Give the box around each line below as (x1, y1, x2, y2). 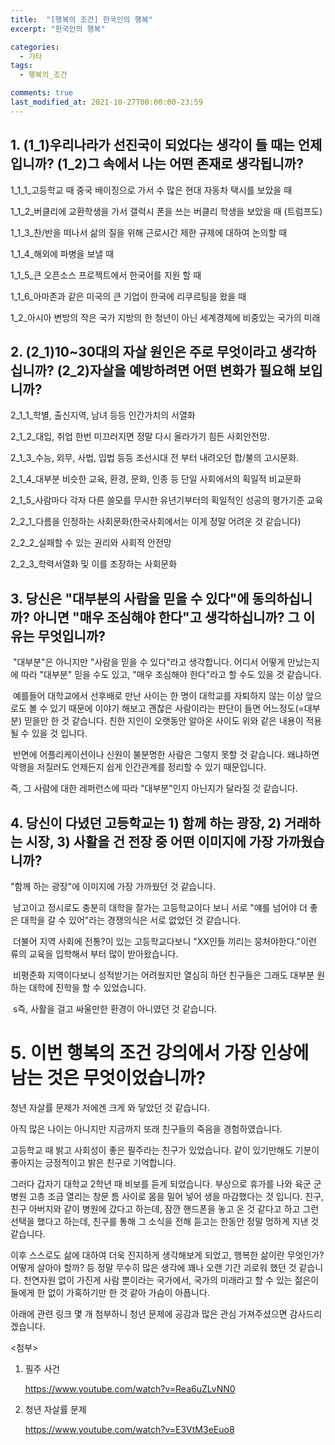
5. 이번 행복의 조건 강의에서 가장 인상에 (10, 1042, 310, 1065)
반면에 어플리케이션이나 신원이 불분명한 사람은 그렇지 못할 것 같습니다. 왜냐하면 (12, 749, 320, 761)
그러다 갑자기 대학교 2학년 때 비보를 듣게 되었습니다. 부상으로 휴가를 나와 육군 (10, 1177, 312, 1190)
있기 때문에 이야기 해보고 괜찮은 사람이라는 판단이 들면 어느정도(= (49, 702, 305, 715)
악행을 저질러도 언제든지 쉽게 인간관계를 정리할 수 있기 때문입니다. (10, 761, 267, 773)
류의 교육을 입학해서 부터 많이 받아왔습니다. (10, 948, 179, 960)
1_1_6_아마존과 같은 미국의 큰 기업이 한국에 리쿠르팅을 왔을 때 (10, 290, 247, 302)
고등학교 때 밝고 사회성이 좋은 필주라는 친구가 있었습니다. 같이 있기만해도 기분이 (10, 1144, 320, 1156)
